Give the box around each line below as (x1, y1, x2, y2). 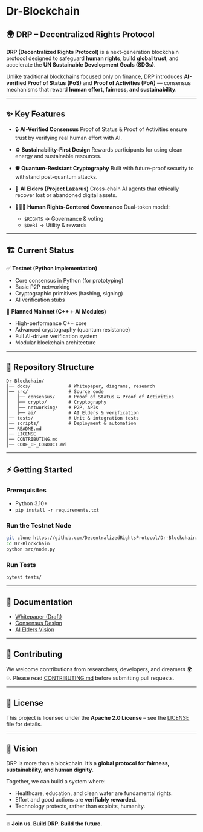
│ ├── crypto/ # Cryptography (6, 399, 107, 406)
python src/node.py (6, 546, 56, 552)
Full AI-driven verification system (14, 332, 98, 340)
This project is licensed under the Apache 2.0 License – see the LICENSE (6, 714, 190, 721)
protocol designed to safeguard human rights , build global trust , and (6, 55, 179, 62)
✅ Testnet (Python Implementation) (6, 264, 98, 272)
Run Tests (6, 560, 36, 569)
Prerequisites (6, 486, 47, 494)
